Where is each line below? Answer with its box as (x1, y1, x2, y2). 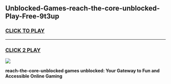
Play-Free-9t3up (5, 12, 60, 21)
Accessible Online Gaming (5, 73, 63, 79)
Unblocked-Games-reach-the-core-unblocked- (5, 4, 160, 13)
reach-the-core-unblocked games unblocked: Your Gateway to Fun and (5, 67, 160, 73)
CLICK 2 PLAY (5, 46, 41, 53)
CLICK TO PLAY (5, 27, 45, 35)
